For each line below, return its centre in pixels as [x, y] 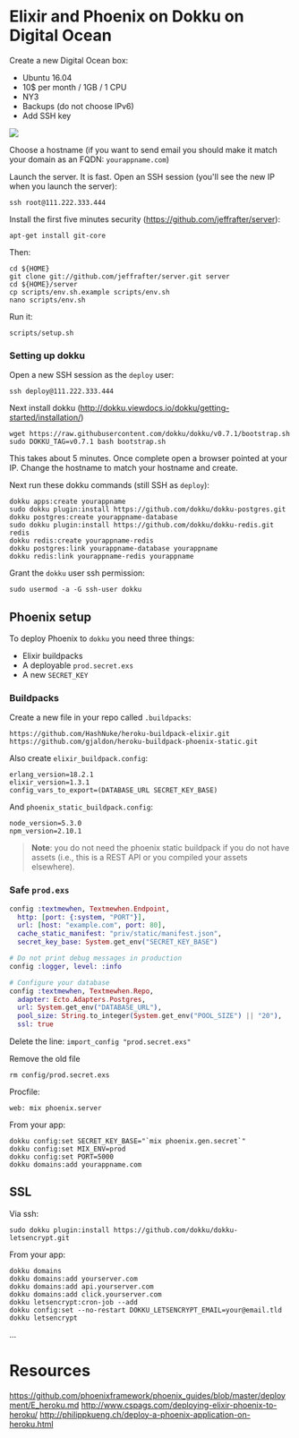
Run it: [21, 316]
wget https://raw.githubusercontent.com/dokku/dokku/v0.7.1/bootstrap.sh [150, 434]
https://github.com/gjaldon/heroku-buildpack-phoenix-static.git [133, 742]
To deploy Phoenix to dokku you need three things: [102, 638]
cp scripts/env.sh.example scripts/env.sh [90, 292]
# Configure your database [60, 982]
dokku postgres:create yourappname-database [94, 518]
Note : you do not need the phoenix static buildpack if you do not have [160, 848]
